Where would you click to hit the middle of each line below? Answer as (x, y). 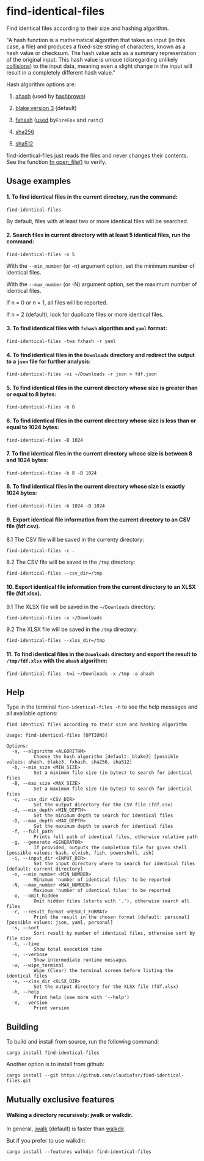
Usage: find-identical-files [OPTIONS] (57, 735)
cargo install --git (33, 1075)
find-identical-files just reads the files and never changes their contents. (97, 155)
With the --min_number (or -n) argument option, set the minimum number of (101, 266)
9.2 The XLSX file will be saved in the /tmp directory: (72, 629)
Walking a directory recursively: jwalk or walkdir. (70, 1115)
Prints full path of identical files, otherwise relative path (116, 837)
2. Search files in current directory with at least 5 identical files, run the (98, 235)
